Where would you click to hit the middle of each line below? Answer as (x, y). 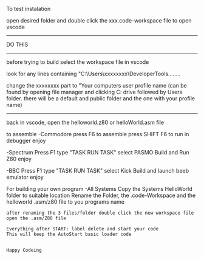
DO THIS (17, 44)
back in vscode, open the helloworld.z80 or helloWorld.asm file (85, 122)
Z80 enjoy (19, 159)
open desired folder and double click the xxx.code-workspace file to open (99, 20)
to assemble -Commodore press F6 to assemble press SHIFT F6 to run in (98, 134)
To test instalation (29, 9)
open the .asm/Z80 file (36, 218)
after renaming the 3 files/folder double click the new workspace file (100, 213)
